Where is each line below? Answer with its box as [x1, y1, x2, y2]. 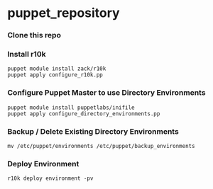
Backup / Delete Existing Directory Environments [7, 126, 179, 136]
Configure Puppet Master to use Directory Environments [7, 88, 206, 98]
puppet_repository [7, 5, 120, 21]
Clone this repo [7, 30, 62, 40]
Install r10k [7, 50, 46, 59]
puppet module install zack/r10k [7, 65, 106, 72]
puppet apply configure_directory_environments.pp [7, 110, 160, 118]
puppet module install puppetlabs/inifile [7, 104, 135, 111]
